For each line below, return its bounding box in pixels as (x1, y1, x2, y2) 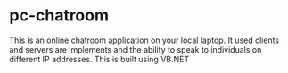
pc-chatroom (9, 5, 110, 26)
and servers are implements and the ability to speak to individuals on (9, 44, 262, 54)
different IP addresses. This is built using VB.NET (9, 53, 190, 64)
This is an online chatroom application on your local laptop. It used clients (9, 35, 280, 45)
